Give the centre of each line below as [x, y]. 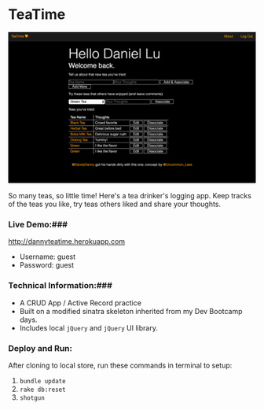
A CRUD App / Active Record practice [80, 303]
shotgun [32, 398]
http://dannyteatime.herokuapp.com [67, 242]
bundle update [42, 381]
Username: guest [48, 257]
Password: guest [47, 265]
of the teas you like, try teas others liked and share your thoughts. [115, 204]
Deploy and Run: [40, 348]
